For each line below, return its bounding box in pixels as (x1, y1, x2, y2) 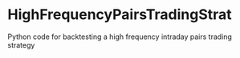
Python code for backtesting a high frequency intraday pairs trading (7, 32, 232, 41)
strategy (7, 40, 35, 49)
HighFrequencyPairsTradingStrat (7, 6, 232, 24)
